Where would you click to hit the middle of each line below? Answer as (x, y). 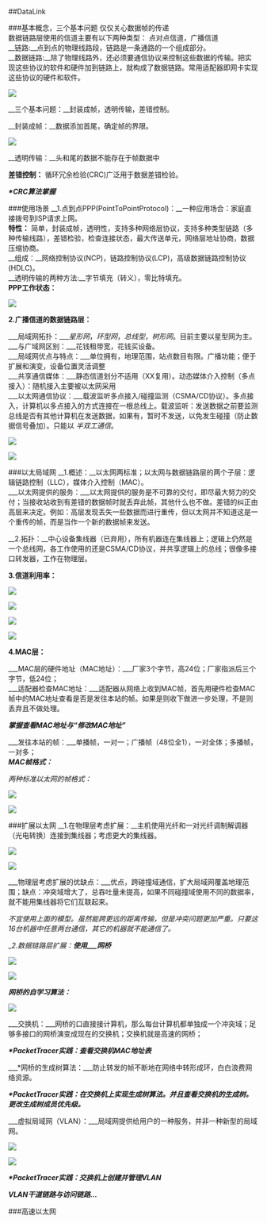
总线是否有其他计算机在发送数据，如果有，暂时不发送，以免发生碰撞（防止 (130, 415)
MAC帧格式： (31, 762)
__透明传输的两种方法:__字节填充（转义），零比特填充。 (97, 278)
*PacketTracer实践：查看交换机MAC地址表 (80, 1050)
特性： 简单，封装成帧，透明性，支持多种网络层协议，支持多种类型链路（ (127, 228)
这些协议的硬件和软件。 (46, 77)
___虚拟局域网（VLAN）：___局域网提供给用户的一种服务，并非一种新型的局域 (133, 1121)
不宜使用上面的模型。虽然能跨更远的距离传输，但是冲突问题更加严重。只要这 (133, 919)
